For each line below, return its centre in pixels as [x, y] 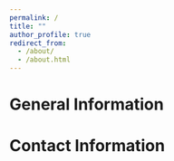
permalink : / [34, 18]
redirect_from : [38, 43]
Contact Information [87, 146]
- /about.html [44, 60]
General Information [87, 104]
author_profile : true [50, 34]
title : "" [28, 26]
